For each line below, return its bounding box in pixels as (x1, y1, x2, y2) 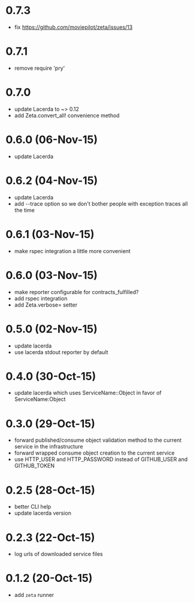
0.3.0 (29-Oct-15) (5, 417, 95, 430)
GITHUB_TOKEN (14, 462, 55, 470)
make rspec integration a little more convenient (14, 247, 131, 254)
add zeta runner (14, 592, 54, 599)
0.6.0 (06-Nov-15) (5, 133, 98, 146)
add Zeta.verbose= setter (14, 301, 78, 308)
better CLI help (14, 503, 51, 510)
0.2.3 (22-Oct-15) (5, 530, 95, 544)
